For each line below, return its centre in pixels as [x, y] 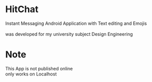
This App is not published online [39, 68]
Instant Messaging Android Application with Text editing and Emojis [76, 23]
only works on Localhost [31, 74]
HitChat [22, 9]
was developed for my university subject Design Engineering [69, 34]
